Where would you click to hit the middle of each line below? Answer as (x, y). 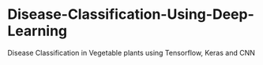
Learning (38, 31)
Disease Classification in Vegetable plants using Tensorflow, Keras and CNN (131, 52)
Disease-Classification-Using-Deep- (131, 14)
